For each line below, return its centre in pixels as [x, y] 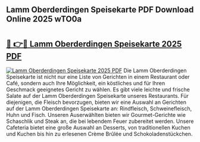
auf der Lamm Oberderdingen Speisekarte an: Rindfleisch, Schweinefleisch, [99, 109]
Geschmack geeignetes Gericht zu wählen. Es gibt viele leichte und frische [98, 89]
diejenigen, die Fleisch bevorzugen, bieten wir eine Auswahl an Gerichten [96, 102]
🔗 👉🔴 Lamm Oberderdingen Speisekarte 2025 [94, 44]
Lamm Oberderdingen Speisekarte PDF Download [100, 10]
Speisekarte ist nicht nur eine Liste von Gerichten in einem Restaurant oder [98, 77]
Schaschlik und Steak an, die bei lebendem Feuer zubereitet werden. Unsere [100, 121]
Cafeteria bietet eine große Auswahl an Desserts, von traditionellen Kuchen [98, 127]
